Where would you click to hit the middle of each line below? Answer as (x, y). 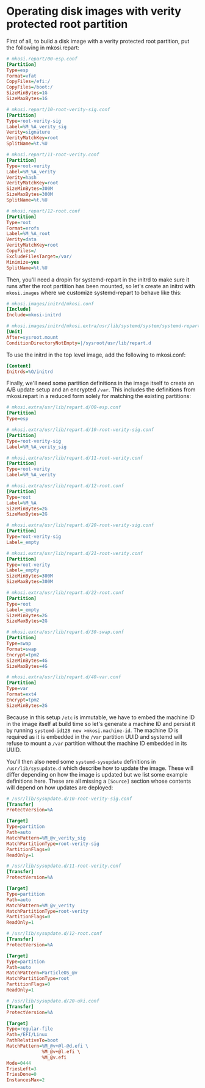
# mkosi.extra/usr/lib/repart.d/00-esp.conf (64, 407)
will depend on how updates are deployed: (60, 787)
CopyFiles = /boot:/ (30, 87)
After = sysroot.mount (33, 337)
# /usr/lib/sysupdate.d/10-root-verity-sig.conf (69, 799)
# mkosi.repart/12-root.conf (43, 211)
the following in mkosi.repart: (43, 48)
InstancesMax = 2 (26, 1080)
